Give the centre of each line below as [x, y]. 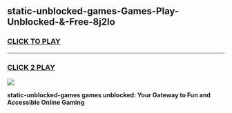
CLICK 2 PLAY [31, 67]
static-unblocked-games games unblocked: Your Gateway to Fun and [109, 95]
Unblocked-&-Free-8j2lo [61, 22]
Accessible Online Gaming [46, 102]
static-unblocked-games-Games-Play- [93, 11]
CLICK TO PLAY [34, 42]
